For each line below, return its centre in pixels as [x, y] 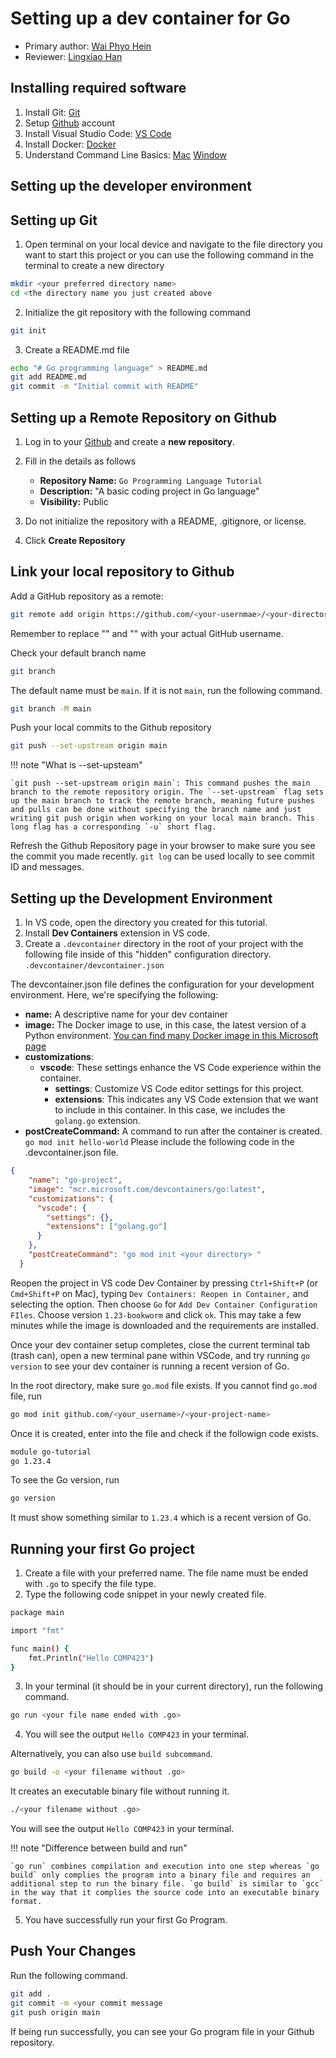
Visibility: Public [74, 502]
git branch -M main [51, 708]
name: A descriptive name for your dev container [126, 1014]
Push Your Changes [73, 1951]
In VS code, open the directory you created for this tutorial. [146, 923]
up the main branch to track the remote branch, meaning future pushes [162, 801]
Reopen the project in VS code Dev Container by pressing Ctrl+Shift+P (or [164, 1283]
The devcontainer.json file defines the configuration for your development [162, 984]
